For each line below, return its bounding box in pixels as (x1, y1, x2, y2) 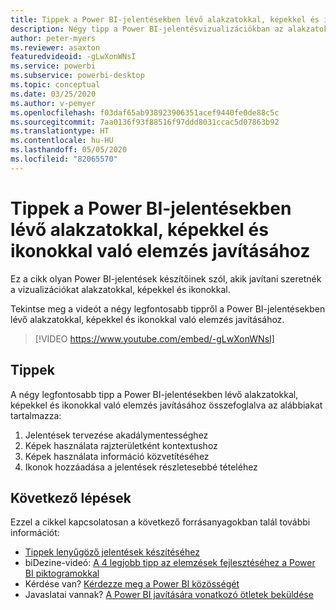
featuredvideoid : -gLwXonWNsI (10, 52, 137, 62)
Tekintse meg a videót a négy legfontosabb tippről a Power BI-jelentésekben (10, 302, 326, 315)
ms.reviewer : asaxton (10, 42, 101, 53)
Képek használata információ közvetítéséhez (24, 450, 210, 462)
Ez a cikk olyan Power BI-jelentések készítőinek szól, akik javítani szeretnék (10, 272, 322, 285)
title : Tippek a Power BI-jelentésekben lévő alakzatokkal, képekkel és (10, 14, 320, 25)
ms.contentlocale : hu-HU (10, 136, 114, 146)
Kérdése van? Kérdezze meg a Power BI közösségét (24, 578, 240, 590)
